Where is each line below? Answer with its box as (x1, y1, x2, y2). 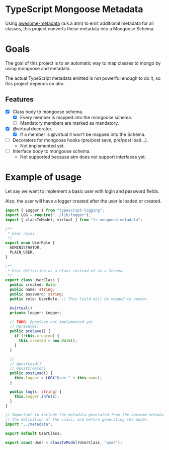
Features (5, 95, 34, 104)
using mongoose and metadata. (5, 65, 71, 71)
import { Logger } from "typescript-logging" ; (5, 208, 105, 213)
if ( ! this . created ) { (14, 333, 59, 339)
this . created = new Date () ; (18, 338, 78, 343)
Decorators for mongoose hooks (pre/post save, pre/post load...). (12, 137, 148, 143)
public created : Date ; (10, 282, 57, 287)
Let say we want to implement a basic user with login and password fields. (5, 188, 159, 194)
